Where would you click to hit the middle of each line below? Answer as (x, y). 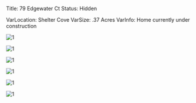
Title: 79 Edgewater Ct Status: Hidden (52, 8)
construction (21, 26)
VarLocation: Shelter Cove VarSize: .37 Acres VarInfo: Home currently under (98, 20)
